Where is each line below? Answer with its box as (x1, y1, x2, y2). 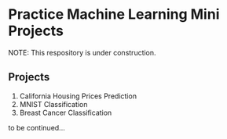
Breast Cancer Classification (19, 108, 112, 117)
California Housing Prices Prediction (19, 91, 137, 101)
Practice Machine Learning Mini (8, 5, 220, 23)
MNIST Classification (19, 99, 88, 109)
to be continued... (8, 123, 65, 132)
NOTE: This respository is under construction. (8, 48, 156, 57)
